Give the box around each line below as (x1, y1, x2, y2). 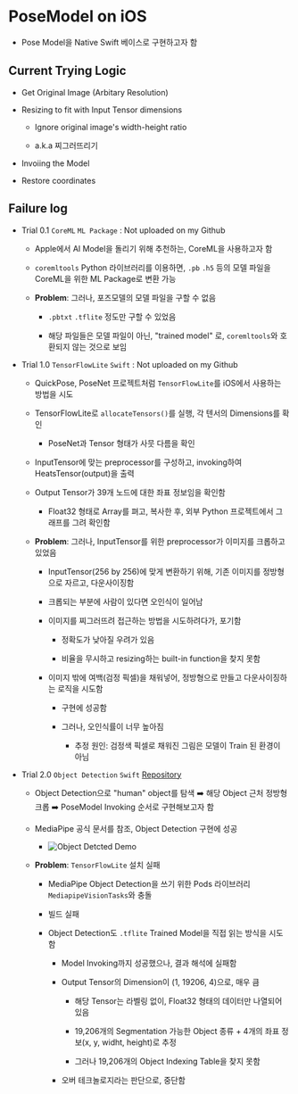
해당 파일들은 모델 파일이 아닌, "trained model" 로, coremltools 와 (47, 330, 278, 341)
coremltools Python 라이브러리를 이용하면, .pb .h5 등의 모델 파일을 (34, 261, 271, 273)
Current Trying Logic (8, 63, 127, 79)
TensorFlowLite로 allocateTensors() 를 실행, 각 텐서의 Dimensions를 (34, 408, 280, 419)
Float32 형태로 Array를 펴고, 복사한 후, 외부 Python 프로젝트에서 (47, 506, 274, 517)
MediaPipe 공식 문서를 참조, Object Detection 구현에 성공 (34, 823, 238, 833)
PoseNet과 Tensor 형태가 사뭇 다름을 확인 (47, 437, 195, 448)
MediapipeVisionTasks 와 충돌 (47, 890, 153, 900)
